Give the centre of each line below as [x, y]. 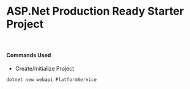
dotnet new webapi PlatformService [52, 80]
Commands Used [29, 55]
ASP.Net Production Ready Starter [95, 11]
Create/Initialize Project [45, 69]
